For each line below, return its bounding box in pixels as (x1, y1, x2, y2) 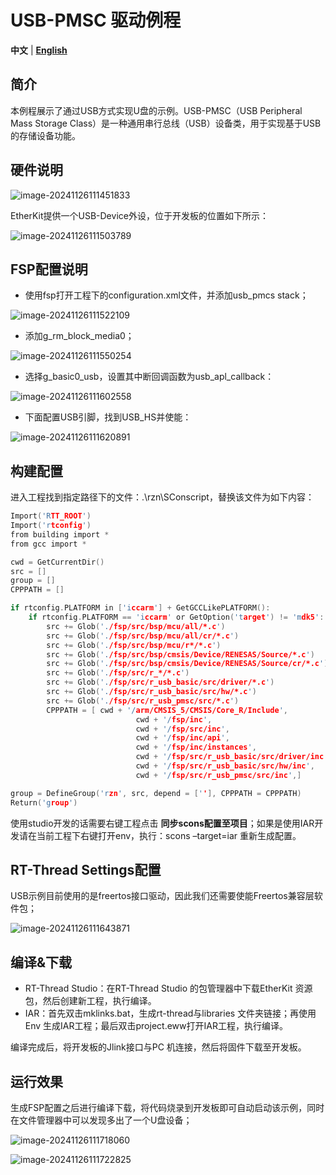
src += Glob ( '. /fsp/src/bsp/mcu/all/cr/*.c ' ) (46, 631, 240, 641)
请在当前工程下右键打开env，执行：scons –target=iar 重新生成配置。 (18, 829, 302, 841)
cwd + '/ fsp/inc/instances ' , (135, 742, 257, 753)
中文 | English (10, 44, 68, 56)
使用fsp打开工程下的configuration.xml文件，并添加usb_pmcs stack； (24, 289, 309, 301)
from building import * (10, 529, 110, 540)
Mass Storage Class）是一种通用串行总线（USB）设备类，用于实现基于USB (10, 117, 322, 129)
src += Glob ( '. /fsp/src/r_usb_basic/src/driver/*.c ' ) (46, 677, 275, 688)
